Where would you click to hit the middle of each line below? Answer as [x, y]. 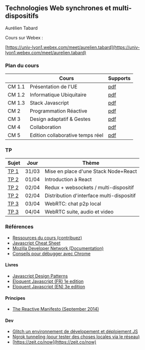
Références [19, 227]
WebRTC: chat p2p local [73, 204]
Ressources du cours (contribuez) [47, 237]
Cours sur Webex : [24, 37]
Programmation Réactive [59, 111]
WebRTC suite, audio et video [79, 212]
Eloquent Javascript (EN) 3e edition [49, 286]
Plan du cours [22, 65]
